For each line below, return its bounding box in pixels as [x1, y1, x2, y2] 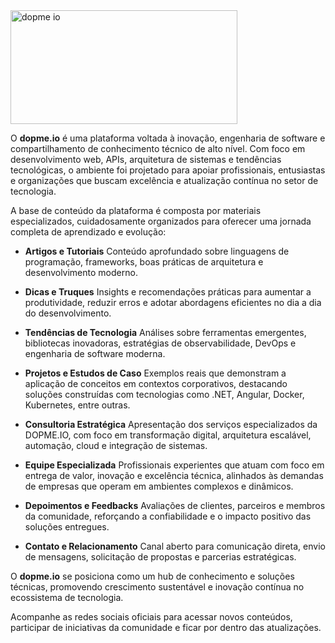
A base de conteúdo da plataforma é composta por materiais [10, 205, 262, 216]
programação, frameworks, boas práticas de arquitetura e [24, 256, 264, 268]
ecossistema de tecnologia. [10, 592, 124, 603]
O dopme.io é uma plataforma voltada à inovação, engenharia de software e [10, 132, 326, 144]
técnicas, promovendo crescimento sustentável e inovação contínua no [10, 581, 305, 593]
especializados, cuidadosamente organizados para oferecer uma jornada [10, 215, 312, 227]
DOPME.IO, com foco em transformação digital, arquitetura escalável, [24, 429, 312, 441]
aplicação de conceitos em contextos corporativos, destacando [24, 378, 288, 389]
